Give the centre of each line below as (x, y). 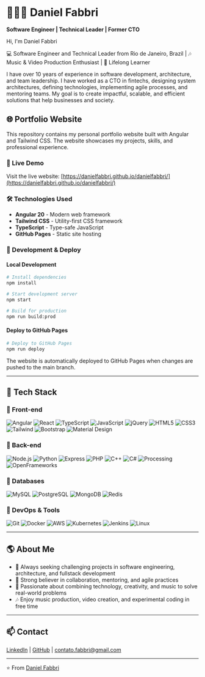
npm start (19, 300)
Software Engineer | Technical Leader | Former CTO (73, 29)
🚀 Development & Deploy (44, 250)
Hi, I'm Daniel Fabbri (32, 41)
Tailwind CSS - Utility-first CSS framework (69, 221)
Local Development (31, 264)
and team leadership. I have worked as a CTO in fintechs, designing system (101, 80)
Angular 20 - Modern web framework (63, 215)
